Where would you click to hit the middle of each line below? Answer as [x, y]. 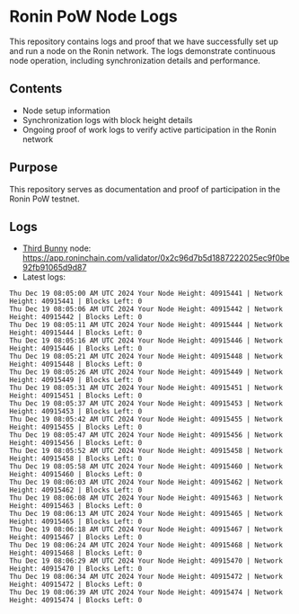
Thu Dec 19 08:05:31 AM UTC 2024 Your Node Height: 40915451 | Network [146, 388]
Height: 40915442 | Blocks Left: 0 [76, 317]
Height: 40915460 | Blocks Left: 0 [76, 475]
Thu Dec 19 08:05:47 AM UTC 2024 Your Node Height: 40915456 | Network [146, 435]
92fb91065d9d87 [54, 268]
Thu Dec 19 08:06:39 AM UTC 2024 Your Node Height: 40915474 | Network [146, 592]
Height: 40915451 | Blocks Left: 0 [76, 396]
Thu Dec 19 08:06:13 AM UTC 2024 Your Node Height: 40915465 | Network [146, 514]
